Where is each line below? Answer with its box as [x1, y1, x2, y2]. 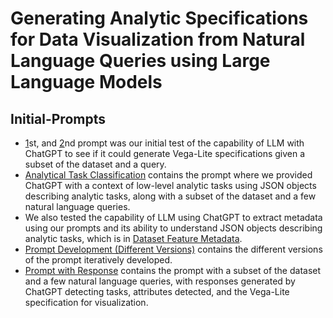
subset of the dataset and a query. [24, 158, 167, 170]
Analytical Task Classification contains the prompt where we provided [24, 169, 313, 181]
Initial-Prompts [10, 110, 106, 127]
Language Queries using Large [10, 50, 271, 72]
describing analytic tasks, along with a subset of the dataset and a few [24, 190, 317, 202]
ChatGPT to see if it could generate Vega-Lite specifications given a [24, 148, 306, 159]
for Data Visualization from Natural [10, 28, 306, 51]
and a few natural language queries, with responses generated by [24, 275, 296, 287]
